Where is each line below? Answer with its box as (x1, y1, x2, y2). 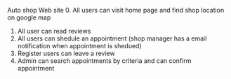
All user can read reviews (17, 27, 91, 35)
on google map (7, 13, 51, 22)
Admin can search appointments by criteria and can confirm (17, 57, 192, 65)
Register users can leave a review (17, 49, 115, 57)
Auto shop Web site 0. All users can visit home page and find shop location (7, 6, 225, 14)
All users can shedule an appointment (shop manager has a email (17, 34, 207, 43)
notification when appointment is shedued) (17, 42, 142, 50)
